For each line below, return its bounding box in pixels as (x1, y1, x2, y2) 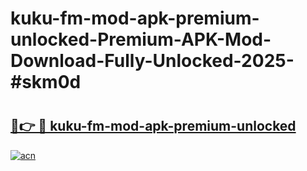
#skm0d (10, 71, 82, 94)
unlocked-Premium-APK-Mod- (10, 28, 272, 51)
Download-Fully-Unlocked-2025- (10, 50, 295, 72)
